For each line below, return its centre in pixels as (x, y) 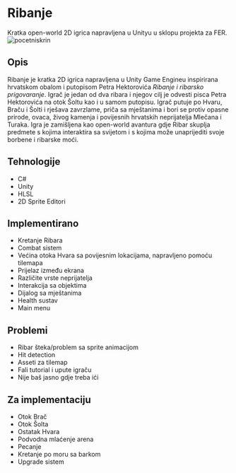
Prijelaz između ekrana (51, 271)
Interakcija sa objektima (52, 286)
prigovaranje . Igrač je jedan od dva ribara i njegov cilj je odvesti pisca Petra (117, 94)
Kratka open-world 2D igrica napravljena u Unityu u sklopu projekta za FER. (117, 33)
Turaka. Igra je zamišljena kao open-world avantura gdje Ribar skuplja (109, 124)
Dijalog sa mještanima (49, 293)
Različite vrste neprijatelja (55, 278)
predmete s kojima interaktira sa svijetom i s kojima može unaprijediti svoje (116, 132)
